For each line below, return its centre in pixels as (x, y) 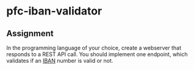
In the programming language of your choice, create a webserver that (94, 48)
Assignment (30, 33)
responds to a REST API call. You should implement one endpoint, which (97, 54)
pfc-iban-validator (54, 11)
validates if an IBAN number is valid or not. (60, 61)
